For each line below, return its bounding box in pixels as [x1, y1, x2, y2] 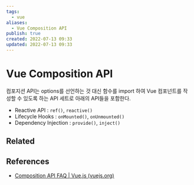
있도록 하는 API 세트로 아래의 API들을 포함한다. [23, 95, 131, 102]
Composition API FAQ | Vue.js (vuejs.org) [14, 172, 114, 179]
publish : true [6, 31, 41, 37]
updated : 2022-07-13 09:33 [6, 42, 73, 48]
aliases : [6, 20, 28, 25]
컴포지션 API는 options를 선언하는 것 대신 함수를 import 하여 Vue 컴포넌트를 [6, 87, 182, 95]
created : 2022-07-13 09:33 [6, 36, 73, 42]
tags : [6, 8, 19, 15]
